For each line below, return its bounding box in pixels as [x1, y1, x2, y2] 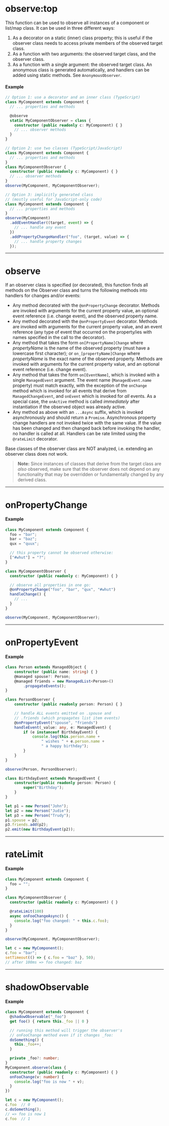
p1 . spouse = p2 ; [5, 818, 39, 823]
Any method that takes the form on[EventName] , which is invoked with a [12, 372, 160, 378]
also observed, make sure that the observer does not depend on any [17, 466, 160, 472]
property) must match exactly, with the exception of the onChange [12, 383, 147, 389]
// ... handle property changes [14, 239, 82, 244]
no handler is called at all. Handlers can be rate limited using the [12, 430, 146, 437]
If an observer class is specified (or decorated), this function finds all [5, 282, 148, 288]
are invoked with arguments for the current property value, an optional [12, 308, 158, 314]
